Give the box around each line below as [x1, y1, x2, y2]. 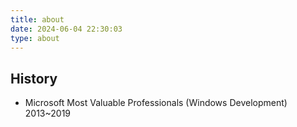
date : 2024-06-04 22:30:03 [10, 24, 123, 34]
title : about [10, 14, 65, 25]
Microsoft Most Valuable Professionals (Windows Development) [24, 97, 288, 109]
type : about [10, 33, 60, 43]
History [10, 70, 58, 87]
